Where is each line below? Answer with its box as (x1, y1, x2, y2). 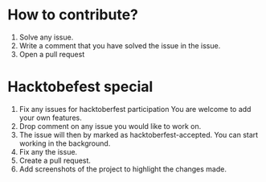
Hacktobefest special (7, 78, 153, 96)
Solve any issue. (18, 32, 74, 42)
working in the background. (18, 139, 111, 148)
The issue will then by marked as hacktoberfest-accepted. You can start (18, 130, 259, 139)
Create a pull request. (18, 155, 92, 165)
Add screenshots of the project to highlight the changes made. (18, 163, 227, 174)
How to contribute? (7, 6, 138, 24)
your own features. (18, 113, 82, 122)
